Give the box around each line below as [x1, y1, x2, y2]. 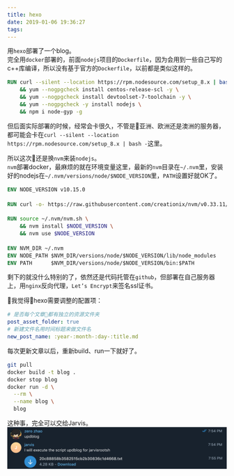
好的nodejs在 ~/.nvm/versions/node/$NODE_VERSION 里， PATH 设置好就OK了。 [7, 171, 221, 180]
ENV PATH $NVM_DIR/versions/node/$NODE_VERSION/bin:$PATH [7, 260, 195, 267]
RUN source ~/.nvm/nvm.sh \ [7, 216, 89, 223]
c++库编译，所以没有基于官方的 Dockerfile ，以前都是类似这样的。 [7, 64, 197, 72]
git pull [7, 361, 33, 368]
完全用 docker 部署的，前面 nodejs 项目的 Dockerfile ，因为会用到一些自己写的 [7, 56, 223, 64]
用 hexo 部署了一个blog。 [7, 47, 75, 55]
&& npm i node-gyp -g [19, 108, 82, 115]
